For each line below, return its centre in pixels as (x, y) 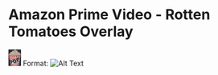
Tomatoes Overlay (71, 32)
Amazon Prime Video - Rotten (109, 15)
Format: (36, 63)
